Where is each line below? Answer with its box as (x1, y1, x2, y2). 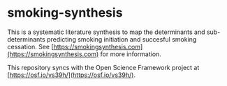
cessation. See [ (7, 42, 54, 51)
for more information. (100, 50, 162, 58)
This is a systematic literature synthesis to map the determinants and (7, 28, 205, 36)
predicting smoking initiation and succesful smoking (46, 35, 197, 43)
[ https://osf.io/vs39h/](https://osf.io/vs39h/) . (7, 71, 136, 79)
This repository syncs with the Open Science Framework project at (7, 63, 200, 71)
